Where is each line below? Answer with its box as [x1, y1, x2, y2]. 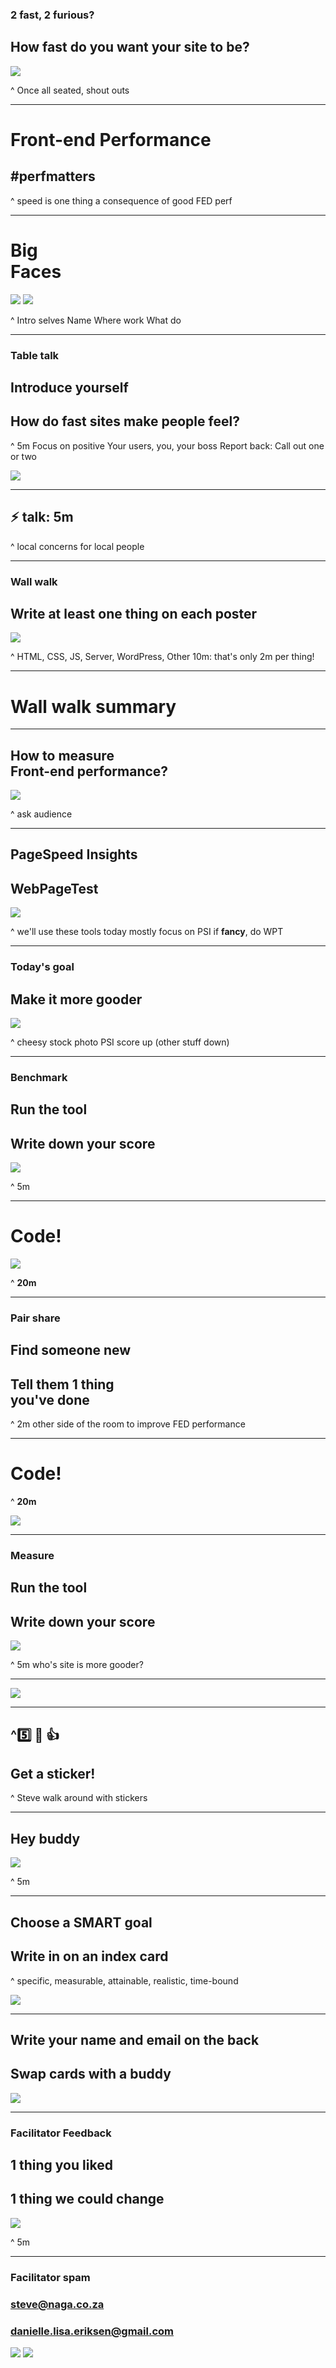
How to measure [10, 747, 115, 764]
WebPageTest [10, 880, 99, 897]
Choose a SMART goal [10, 1914, 153, 1931]
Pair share [10, 1311, 61, 1325]
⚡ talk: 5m [10, 509, 74, 526]
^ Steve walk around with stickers [10, 1792, 148, 1804]
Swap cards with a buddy [10, 2066, 172, 2083]
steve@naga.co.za [10, 2297, 105, 2311]
